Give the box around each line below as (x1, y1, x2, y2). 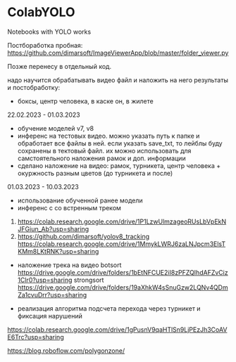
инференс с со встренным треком (17, 203, 122, 212)
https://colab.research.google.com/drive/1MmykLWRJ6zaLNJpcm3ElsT (17, 240, 226, 248)
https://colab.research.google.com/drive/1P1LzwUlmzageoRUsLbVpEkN (17, 217, 227, 226)
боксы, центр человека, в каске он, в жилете (17, 96, 154, 105)
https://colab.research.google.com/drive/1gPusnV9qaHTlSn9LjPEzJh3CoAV (7, 325, 228, 334)
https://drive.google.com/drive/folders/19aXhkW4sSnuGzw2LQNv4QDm (17, 283, 228, 292)
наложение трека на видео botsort (17, 261, 122, 269)
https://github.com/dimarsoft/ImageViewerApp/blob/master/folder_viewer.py (7, 49, 229, 57)
